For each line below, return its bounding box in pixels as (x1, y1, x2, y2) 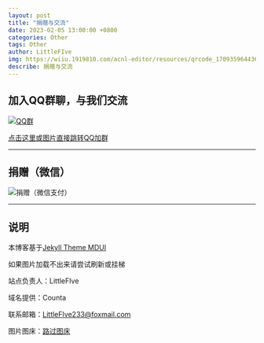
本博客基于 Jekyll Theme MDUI (8, 243, 107, 253)
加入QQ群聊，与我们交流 (8, 94, 128, 107)
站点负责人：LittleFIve (8, 276, 79, 286)
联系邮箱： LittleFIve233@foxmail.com (8, 310, 131, 319)
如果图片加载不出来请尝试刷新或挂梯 (8, 260, 126, 269)
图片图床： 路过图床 (8, 326, 71, 336)
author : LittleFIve (8, 48, 72, 56)
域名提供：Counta (8, 293, 67, 303)
